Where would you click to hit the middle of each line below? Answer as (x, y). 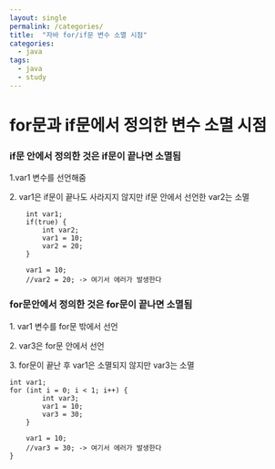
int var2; (61, 230)
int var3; (61, 398)
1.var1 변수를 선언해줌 (48, 178)
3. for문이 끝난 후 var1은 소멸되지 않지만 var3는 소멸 (102, 365)
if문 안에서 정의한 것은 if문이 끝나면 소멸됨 (95, 156)
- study (32, 78)
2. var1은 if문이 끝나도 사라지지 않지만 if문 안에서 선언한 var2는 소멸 (130, 197)
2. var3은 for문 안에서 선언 (57, 345)
